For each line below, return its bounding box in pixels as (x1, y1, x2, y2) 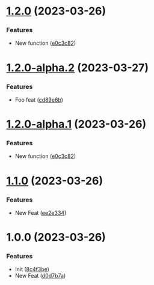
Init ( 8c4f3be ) (14, 266, 50, 273)
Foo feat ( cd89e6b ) (14, 96, 63, 103)
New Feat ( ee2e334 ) (14, 209, 67, 216)
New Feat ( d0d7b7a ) (14, 272, 66, 280)
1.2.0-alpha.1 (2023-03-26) (6, 117, 146, 131)
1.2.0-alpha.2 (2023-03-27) (6, 61, 149, 74)
